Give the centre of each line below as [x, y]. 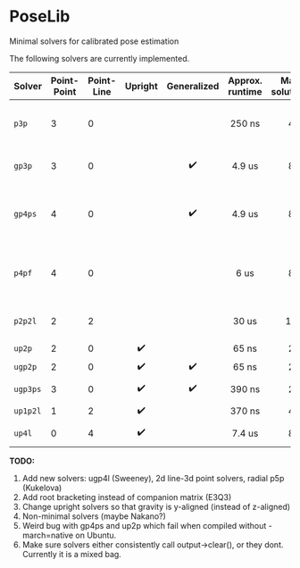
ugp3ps [28, 389]
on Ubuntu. [96, 535]
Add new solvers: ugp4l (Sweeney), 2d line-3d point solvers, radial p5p [153, 478]
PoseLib [40, 17]
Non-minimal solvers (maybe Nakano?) [94, 516]
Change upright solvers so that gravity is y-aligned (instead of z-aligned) [156, 506]
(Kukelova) [42, 488]
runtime [245, 91]
